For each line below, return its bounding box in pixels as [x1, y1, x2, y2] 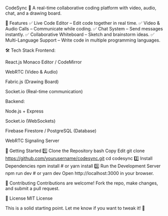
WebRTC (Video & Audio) [5, 69, 58, 75]
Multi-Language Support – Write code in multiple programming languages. [5, 37, 161, 43]
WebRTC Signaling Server [5, 137, 59, 143]
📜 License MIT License [5, 195, 53, 201]
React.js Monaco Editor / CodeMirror [5, 59, 82, 65]
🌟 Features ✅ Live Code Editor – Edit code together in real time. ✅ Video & [5, 20, 160, 26]
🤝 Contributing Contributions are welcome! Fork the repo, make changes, [5, 180, 158, 186]
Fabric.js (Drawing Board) [5, 79, 59, 85]
